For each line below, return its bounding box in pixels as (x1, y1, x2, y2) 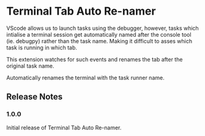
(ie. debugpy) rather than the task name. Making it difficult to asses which (6, 37, 193, 45)
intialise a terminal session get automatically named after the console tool (6, 30, 192, 38)
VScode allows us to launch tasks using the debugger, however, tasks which (6, 24, 199, 32)
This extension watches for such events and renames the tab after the (6, 55, 183, 63)
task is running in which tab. (6, 44, 78, 51)
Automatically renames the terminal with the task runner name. (6, 74, 165, 81)
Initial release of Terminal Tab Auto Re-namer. (6, 124, 122, 131)
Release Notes (6, 91, 63, 102)
